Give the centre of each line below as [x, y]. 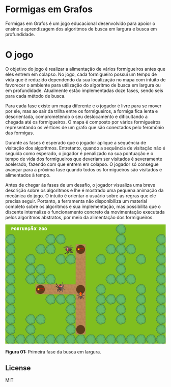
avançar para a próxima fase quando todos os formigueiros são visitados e [84, 169]
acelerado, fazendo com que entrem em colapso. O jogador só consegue [82, 164]
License [18, 368]
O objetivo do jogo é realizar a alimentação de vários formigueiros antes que [85, 69]
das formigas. [20, 133]
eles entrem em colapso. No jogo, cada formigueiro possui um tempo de [81, 74]
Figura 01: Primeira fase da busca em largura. [53, 352]
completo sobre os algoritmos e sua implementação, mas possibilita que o [83, 206]
